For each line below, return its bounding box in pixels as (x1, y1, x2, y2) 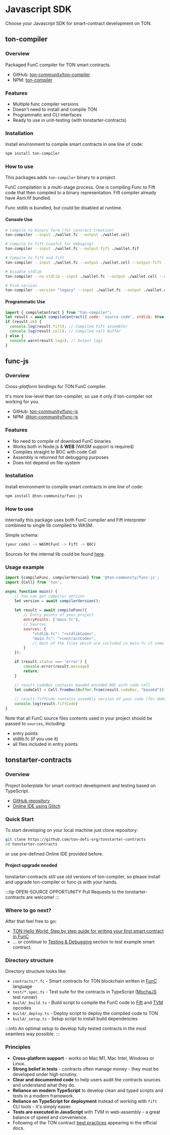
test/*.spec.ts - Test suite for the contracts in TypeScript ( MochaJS (12, 989, 157, 995)
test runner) (12, 994, 37, 1000)
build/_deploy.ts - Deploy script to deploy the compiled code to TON (12, 1011, 158, 1017)
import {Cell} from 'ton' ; (5, 580, 62, 585)
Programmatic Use (5, 299, 46, 305)
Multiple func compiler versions (12, 101, 79, 107)
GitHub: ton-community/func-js (12, 408, 78, 414)
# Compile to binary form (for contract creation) (5, 228, 114, 233)
